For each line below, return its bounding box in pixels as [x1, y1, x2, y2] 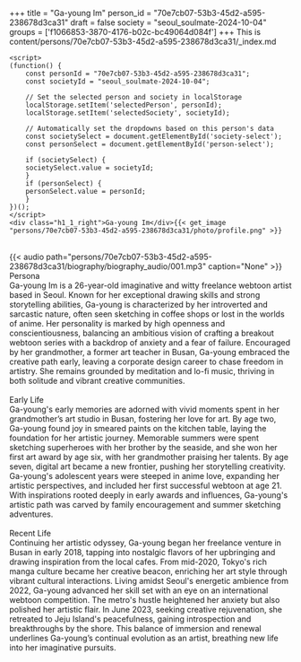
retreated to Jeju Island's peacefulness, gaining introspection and [9, 614, 252, 624]
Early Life [9, 395, 45, 405]
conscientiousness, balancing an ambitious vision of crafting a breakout [9, 327, 275, 338]
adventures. [9, 509, 54, 519]
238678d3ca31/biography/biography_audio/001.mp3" [9, 261, 207, 272]
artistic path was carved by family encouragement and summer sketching [9, 500, 281, 510]
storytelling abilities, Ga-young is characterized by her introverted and [9, 300, 269, 309]
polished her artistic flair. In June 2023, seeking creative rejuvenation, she [9, 605, 283, 614]
